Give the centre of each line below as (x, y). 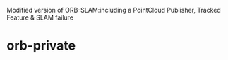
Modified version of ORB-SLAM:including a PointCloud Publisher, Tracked (114, 10)
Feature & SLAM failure (40, 17)
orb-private (41, 46)
